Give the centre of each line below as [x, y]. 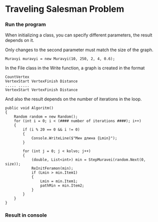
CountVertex [17, 77]
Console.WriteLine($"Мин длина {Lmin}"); [74, 138]
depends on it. [20, 40]
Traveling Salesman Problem [65, 9]
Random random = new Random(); [46, 117]
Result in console [26, 215]
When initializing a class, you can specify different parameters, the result [79, 35]
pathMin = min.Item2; [62, 186]
